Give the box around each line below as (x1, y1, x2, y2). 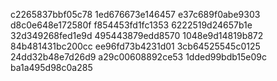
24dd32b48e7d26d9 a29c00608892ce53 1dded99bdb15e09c (10, 51, 268, 63)
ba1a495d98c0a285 (10, 62, 93, 73)
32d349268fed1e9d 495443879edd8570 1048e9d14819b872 (10, 30, 264, 41)
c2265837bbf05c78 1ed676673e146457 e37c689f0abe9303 (10, 9, 261, 20)
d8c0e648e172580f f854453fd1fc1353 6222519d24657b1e (10, 19, 253, 31)
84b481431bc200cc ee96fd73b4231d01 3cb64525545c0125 (10, 40, 261, 52)
